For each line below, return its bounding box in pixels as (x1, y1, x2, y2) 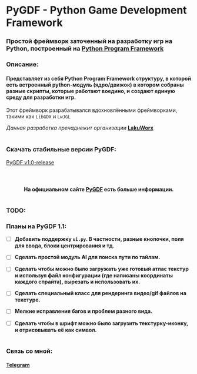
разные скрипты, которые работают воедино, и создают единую (6, 87, 175, 94)
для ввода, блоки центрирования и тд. (14, 242, 115, 249)
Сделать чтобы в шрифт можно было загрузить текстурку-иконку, (14, 319, 188, 327)
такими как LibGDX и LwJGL (6, 113, 71, 120)
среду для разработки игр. (6, 94, 76, 101)
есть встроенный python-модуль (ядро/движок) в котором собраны (6, 81, 184, 88)
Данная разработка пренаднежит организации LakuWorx (6, 124, 154, 131)
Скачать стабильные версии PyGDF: (6, 145, 116, 154)
